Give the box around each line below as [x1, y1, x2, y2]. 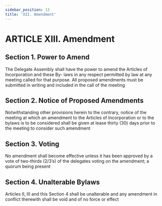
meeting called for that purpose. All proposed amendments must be [5, 76, 144, 82]
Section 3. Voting [5, 139, 59, 148]
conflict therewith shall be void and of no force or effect [5, 196, 119, 202]
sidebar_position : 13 [5, 7, 50, 12]
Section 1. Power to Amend [5, 53, 90, 62]
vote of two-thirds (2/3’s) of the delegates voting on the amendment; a [5, 158, 150, 164]
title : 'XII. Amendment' [5, 12, 56, 17]
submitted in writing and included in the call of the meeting [5, 82, 125, 88]
